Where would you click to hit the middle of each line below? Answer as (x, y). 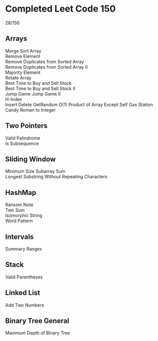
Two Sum (15, 210)
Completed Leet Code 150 (61, 9)
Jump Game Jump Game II (33, 93)
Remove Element (23, 56)
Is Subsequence (22, 143)
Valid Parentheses (24, 277)
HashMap (21, 192)
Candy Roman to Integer (31, 110)
